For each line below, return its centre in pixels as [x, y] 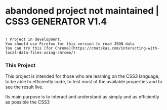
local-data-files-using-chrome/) [40, 52]
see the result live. [25, 87]
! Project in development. [34, 39]
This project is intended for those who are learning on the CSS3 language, [82, 76]
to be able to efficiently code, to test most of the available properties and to [84, 82]
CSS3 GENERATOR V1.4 [56, 21]
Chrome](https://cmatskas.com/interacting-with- [107, 48]
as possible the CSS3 [28, 102]
